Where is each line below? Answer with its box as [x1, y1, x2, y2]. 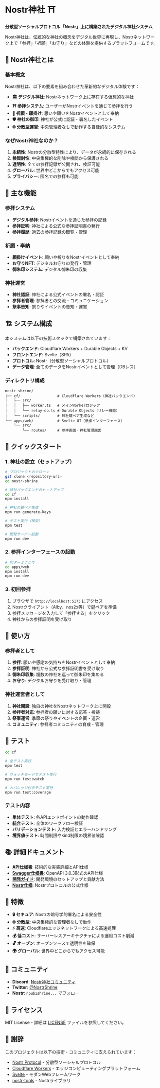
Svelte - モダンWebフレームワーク [12, 1071, 81, 1077]
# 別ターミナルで [5, 560, 35, 565]
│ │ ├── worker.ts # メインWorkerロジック [5, 403, 101, 408]
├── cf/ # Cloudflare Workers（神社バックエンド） [5, 394, 137, 398]
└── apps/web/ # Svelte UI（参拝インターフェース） [5, 418, 124, 424]
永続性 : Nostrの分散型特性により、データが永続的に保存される [12, 149, 137, 155]
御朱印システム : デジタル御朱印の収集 [12, 266, 88, 272]
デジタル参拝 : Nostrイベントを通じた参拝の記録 [12, 217, 107, 223]
